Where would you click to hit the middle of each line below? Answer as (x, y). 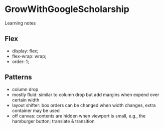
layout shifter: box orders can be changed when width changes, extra (84, 105)
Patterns (18, 77)
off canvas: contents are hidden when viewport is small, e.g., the (79, 115)
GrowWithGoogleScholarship (67, 9)
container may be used (36, 110)
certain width (26, 100)
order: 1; (21, 61)
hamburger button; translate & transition (53, 121)
